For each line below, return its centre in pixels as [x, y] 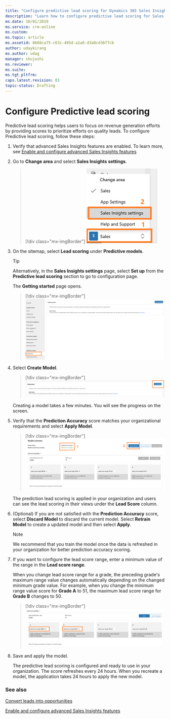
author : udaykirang [26, 48]
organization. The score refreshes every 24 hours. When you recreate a [87, 671]
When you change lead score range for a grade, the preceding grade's [86, 575]
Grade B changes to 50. [37, 596]
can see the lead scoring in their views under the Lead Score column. [85, 504]
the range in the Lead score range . [49, 565]
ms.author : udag [22, 53]
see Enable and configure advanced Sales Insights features [74, 151]
